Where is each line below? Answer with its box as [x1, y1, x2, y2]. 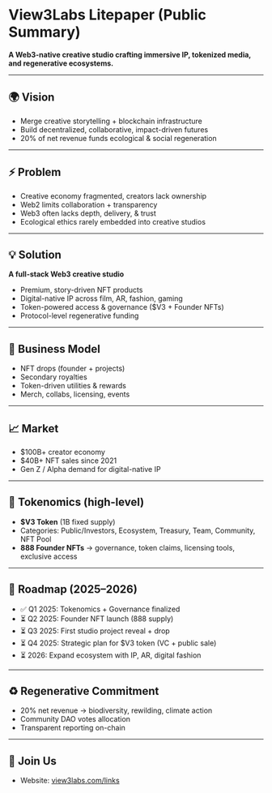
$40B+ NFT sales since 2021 [19, 456, 117, 465]
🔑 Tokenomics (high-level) [8, 495, 144, 509]
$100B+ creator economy [19, 448, 105, 457]
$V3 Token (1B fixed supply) [19, 517, 116, 526]
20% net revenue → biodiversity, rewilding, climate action [19, 705, 213, 715]
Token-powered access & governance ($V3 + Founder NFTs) [19, 302, 224, 312]
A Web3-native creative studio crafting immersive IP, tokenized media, [8, 49, 252, 59]
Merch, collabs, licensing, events [19, 389, 130, 399]
